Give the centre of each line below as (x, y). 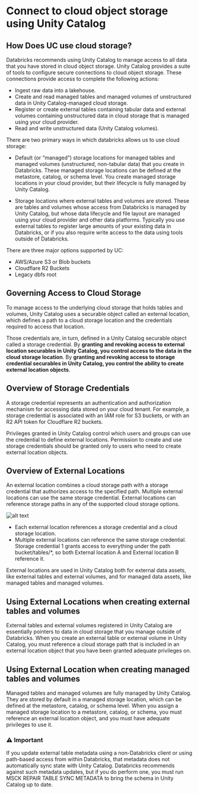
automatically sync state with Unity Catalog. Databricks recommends (90, 765)
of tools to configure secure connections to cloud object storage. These (94, 72)
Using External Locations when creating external (98, 601)
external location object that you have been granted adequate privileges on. (99, 651)
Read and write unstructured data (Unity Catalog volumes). (87, 128)
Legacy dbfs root (36, 274)
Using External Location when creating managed (98, 669)
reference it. (30, 559)
